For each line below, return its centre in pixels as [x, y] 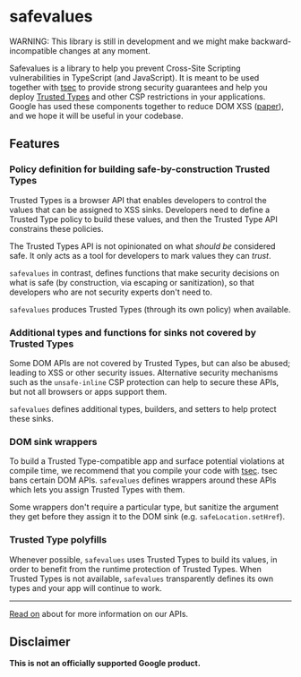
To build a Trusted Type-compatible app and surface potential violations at [147, 461]
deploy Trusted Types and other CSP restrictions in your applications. [138, 97]
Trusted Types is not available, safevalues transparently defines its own [142, 578]
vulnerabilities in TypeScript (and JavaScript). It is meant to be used [134, 77]
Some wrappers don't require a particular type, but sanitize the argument [144, 507]
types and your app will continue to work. [86, 587]
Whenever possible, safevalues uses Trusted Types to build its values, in [143, 559]
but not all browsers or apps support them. [88, 391]
